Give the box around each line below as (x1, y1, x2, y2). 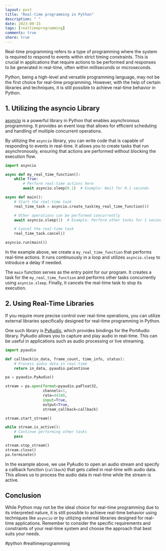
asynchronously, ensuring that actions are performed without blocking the (5, 148, 156, 154)
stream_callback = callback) (42, 407, 98, 412)
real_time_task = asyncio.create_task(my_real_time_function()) (14, 204, 149, 209)
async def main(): (5, 195, 43, 200)
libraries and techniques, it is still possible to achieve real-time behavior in (5, 84, 156, 90)
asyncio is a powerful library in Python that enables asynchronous (5, 117, 140, 123)
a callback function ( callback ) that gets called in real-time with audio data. (5, 466, 157, 472)
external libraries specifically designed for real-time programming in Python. (5, 318, 161, 324)
